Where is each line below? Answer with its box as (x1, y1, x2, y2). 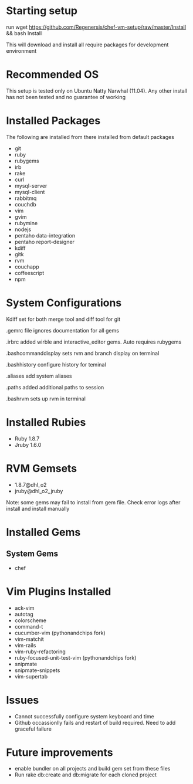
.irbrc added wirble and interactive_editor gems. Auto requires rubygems (6, 338, 182, 345)
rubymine (14, 219, 38, 226)
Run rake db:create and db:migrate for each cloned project (14, 771, 157, 778)
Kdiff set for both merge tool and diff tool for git (6, 315, 121, 323)
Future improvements (6, 746, 113, 759)
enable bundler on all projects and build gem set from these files (14, 765, 171, 772)
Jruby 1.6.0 (14, 441, 42, 448)
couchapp (14, 263, 39, 270)
